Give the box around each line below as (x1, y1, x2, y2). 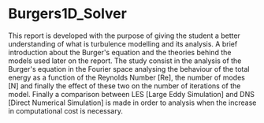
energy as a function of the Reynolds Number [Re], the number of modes (8, 73, 246, 82)
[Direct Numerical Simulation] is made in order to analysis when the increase (8, 98, 257, 107)
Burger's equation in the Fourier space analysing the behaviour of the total (8, 64, 250, 73)
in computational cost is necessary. (8, 106, 124, 115)
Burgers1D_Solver (8, 5, 128, 23)
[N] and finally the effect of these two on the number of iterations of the (8, 80, 241, 91)
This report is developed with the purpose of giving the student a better (8, 31, 240, 40)
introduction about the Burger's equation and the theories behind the (8, 47, 232, 57)
